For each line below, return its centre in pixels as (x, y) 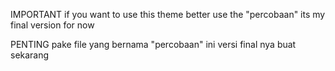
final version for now (52, 25)
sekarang (30, 55)
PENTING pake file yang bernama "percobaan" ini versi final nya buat (153, 44)
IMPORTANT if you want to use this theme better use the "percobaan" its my (168, 14)
